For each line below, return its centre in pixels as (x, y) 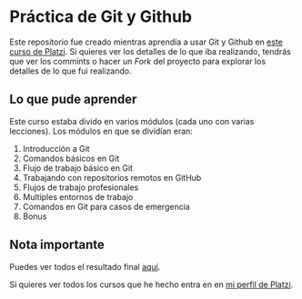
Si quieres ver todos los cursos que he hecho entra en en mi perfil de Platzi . (151, 284)
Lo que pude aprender (73, 100)
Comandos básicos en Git (71, 158)
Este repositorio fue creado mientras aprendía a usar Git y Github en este (146, 42)
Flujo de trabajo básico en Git (78, 168)
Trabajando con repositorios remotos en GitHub (112, 177)
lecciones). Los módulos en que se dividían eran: (101, 131)
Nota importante (57, 245)
